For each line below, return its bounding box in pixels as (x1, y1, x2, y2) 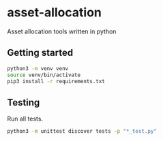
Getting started (7, 47, 74, 59)
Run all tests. (7, 114, 43, 123)
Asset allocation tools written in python (7, 27, 117, 35)
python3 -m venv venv (7, 65, 69, 72)
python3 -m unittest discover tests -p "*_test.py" (7, 128, 157, 135)
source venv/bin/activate (7, 72, 80, 78)
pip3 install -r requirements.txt (7, 78, 106, 84)
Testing (7, 97, 40, 108)
